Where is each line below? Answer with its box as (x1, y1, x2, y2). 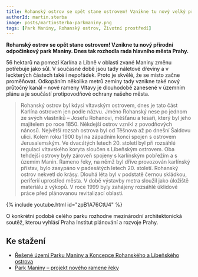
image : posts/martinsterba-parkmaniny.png (6, 19, 112, 25)
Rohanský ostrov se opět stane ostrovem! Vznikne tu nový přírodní (6, 41, 174, 48)
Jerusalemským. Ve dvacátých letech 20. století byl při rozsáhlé (20, 139, 176, 146)
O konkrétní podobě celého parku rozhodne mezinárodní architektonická (6, 213, 183, 220)
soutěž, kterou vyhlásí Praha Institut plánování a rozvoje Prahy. (6, 219, 159, 226)
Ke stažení (6, 236, 46, 246)
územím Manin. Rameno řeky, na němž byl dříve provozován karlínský (20, 158, 190, 165)
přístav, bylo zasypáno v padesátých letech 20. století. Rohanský (20, 165, 179, 172)
